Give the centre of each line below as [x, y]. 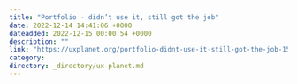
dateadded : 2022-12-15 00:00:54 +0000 [80, 33]
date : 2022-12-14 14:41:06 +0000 [71, 25]
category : [27, 58]
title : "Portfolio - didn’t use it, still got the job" [114, 17]
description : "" [39, 42]
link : [19, 50]
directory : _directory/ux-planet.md [76, 66]
